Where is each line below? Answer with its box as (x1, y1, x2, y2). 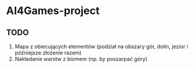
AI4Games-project (6, 4, 100, 18)
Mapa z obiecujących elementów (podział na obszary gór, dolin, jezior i (14, 43, 188, 50)
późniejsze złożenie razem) (14, 49, 82, 56)
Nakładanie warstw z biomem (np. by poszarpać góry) (14, 56, 148, 62)
